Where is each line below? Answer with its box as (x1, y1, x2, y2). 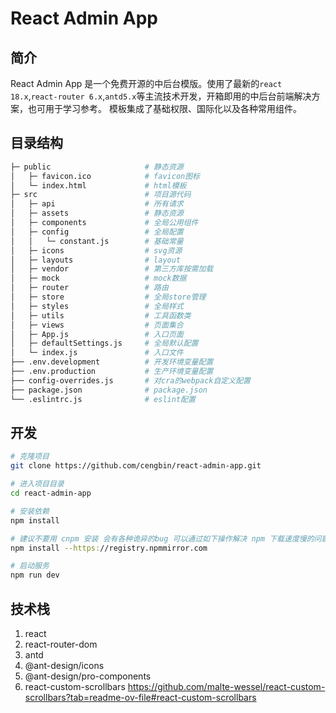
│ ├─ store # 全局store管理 (10, 292, 207, 302)
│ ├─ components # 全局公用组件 (10, 218, 199, 228)
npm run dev (10, 570, 60, 581)
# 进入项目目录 (10, 479, 65, 489)
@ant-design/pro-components (24, 670, 152, 682)
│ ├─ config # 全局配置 (10, 227, 184, 237)
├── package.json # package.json (10, 385, 208, 395)
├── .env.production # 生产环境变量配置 (10, 367, 214, 377)
